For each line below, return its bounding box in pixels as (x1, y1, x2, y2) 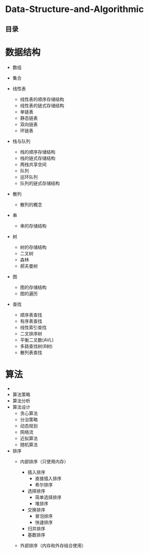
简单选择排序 (35, 494, 62, 500)
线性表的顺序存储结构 (20, 96, 64, 102)
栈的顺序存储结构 (20, 149, 56, 155)
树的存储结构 (20, 244, 47, 250)
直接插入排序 (35, 475, 62, 482)
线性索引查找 (20, 324, 47, 330)
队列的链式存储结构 (20, 180, 60, 186)
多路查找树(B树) (20, 343, 53, 349)
